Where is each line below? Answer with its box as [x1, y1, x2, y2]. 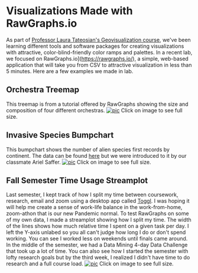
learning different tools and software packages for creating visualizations [6, 43, 184, 50]
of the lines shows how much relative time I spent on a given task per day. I [6, 223, 189, 230]
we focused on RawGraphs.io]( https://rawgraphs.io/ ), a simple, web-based [6, 55, 189, 62]
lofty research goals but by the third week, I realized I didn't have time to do [6, 254, 190, 261]
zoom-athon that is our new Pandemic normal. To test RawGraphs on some [6, 210, 189, 217]
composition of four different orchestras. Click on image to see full [6, 106, 183, 113]
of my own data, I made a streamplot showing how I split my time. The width [6, 216, 192, 223]
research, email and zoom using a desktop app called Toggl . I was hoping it [6, 197, 190, 204]
